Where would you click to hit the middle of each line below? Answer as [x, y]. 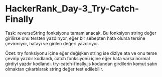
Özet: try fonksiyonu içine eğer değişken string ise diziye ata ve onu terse [81, 53]
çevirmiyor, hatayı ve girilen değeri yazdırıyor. [52, 43]
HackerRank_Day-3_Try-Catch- [72, 9]
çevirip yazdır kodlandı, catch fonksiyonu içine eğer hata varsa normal [78, 58]
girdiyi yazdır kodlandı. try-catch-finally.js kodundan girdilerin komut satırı [81, 64]
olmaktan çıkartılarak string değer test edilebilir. [54, 69]
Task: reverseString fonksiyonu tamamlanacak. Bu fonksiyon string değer [81, 33]
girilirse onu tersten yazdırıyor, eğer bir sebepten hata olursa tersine [75, 38]
